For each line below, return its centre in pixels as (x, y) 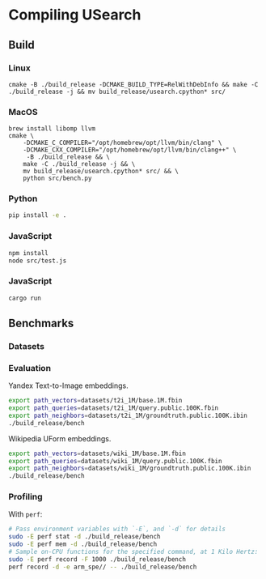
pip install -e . (38, 215)
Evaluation (30, 368)
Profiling (25, 497)
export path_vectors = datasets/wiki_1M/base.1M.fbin (97, 453)
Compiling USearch (75, 15)
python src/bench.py (57, 179)
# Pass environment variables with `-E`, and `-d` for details (117, 529)
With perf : (25, 514)
